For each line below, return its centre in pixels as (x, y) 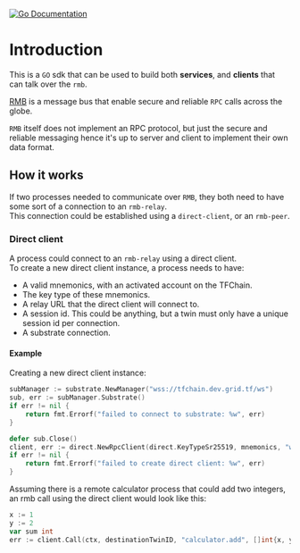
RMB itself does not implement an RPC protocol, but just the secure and (138, 128)
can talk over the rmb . (48, 84)
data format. (32, 147)
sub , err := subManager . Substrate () (77, 398)
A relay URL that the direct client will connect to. (111, 305)
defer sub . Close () (43, 439)
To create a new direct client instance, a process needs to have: (127, 268)
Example (26, 353)
